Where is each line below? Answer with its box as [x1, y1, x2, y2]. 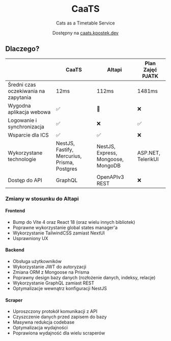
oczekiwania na [8, 87, 45, 94]
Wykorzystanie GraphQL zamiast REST [12, 280, 95, 286]
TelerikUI [137, 155, 159, 163]
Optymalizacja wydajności [12, 325, 68, 331]
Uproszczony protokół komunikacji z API [12, 308, 98, 314]
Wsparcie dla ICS [8, 131, 49, 138]
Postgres [55, 165, 77, 172]
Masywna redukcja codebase [12, 319, 75, 325]
